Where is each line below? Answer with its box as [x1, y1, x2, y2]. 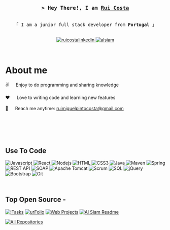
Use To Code [5, 146, 47, 155]
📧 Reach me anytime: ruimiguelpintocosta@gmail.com [5, 106, 124, 112]
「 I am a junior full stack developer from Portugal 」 [14, 22, 157, 28]
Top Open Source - [5, 195, 66, 204]
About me [5, 65, 48, 76]
